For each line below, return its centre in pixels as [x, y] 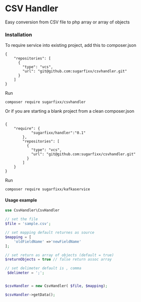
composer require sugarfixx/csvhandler [45, 102]
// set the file [21, 219]
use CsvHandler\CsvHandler [32, 210]
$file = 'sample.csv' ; [28, 224]
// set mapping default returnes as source [50, 233]
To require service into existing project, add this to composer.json [71, 45]
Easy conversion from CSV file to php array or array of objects [67, 22]
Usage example [21, 200]
